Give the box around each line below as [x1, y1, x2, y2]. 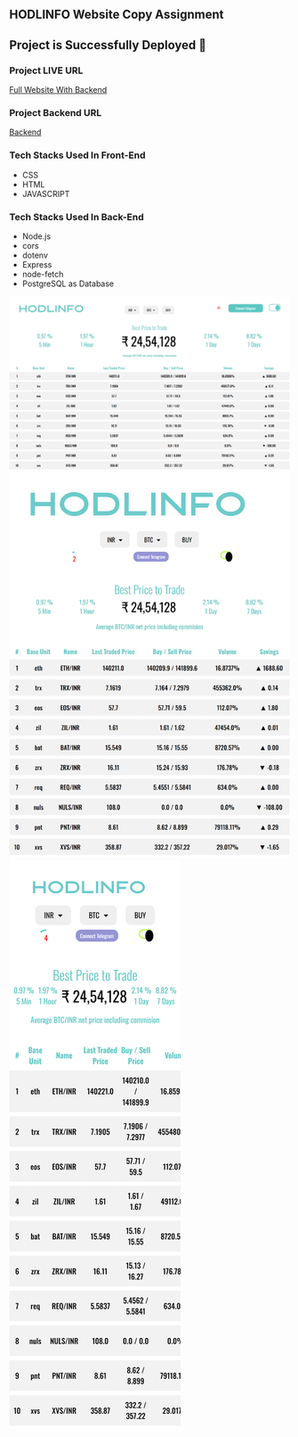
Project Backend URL [9, 107, 102, 119]
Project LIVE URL [9, 64, 84, 77]
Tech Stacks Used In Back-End [9, 210, 144, 223]
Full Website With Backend [9, 85, 108, 95]
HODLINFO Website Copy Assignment [9, 7, 224, 22]
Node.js [21, 231, 52, 242]
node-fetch [21, 268, 64, 279]
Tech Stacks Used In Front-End [9, 149, 146, 161]
